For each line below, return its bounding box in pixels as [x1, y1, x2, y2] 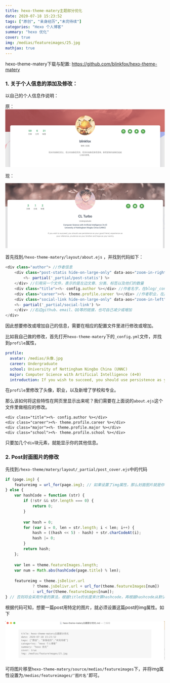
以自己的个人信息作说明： [5, 93, 59, 99]
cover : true [5, 35, 30, 40]
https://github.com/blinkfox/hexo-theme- [71, 61, 158, 67]
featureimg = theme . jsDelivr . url [14, 579, 85, 584]
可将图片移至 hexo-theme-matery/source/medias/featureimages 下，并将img [5, 666, 159, 672]
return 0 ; [32, 504, 53, 509]
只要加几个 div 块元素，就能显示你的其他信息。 [5, 440, 101, 446]
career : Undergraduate [10, 361, 58, 366]
